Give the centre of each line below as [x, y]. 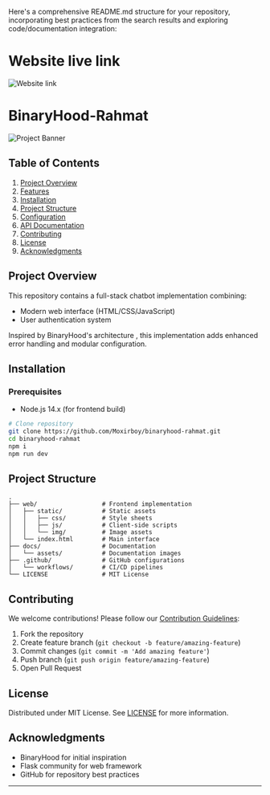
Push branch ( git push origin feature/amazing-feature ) [115, 660]
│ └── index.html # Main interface [84, 540]
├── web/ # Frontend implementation [100, 504]
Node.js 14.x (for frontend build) [73, 410]
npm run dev [28, 454]
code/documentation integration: [63, 29]
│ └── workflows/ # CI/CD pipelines [86, 568]
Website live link [64, 61]
